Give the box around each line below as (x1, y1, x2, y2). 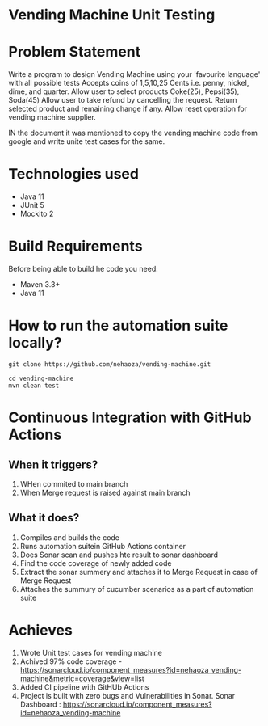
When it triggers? (8, 458, 98, 471)
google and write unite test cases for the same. (8, 137, 165, 146)
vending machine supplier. (8, 112, 97, 122)
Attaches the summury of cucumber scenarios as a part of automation (19, 584, 254, 593)
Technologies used (8, 165, 140, 184)
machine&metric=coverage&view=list (19, 673, 145, 683)
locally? (8, 334, 62, 352)
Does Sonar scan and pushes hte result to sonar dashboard (19, 550, 219, 559)
